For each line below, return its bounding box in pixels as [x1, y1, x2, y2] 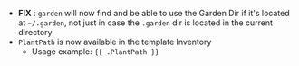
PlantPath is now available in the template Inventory [17, 36, 212, 47]
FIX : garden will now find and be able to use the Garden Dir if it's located [17, 8, 290, 18]
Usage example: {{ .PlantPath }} [31, 46, 160, 57]
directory [17, 27, 53, 37]
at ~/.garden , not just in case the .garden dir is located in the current [17, 17, 274, 28]
